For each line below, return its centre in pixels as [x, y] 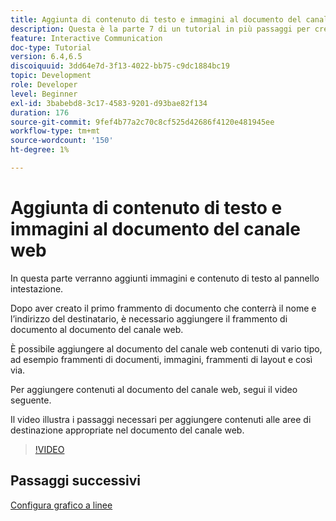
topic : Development [51, 76]
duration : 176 [40, 112]
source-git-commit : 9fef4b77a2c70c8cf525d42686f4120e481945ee [142, 122]
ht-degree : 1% [40, 150]
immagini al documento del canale [156, 229]
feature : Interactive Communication [86, 38]
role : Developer [44, 85]
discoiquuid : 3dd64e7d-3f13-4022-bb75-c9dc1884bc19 [120, 66]
